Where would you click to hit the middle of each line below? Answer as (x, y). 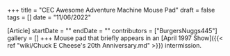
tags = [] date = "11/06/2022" (49, 17)
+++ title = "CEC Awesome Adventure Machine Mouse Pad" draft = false (111, 10)
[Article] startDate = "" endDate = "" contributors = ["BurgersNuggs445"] (112, 31)
